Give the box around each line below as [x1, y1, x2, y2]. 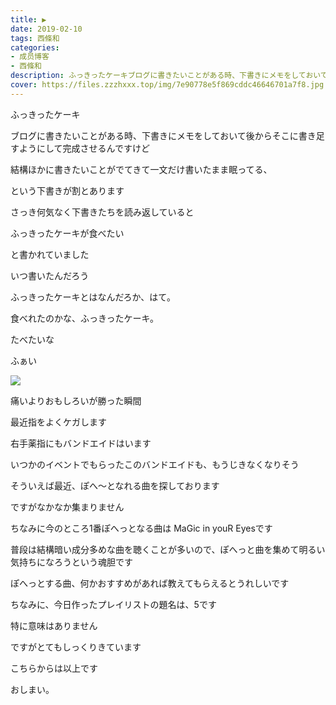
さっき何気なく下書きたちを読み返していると [10, 206, 195, 218]
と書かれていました [10, 248, 90, 260]
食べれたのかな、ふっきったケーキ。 [10, 312, 159, 324]
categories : [10, 42, 60, 53]
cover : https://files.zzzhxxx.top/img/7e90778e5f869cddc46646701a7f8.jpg [10, 80, 325, 90]
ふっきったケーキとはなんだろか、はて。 [10, 291, 176, 303]
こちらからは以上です [10, 662, 98, 674]
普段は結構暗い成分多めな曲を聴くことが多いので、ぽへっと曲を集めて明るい [10, 543, 326, 555]
